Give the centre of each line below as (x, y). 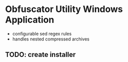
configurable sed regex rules (42, 33)
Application (30, 20)
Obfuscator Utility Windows (64, 9)
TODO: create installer (41, 55)
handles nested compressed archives (51, 39)
